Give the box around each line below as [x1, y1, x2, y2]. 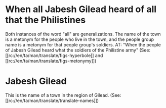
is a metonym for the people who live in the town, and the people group [5, 36, 154, 42]
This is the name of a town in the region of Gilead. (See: [5, 92, 121, 98]
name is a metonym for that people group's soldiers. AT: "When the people [5, 41, 161, 47]
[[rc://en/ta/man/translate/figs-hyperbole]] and [5, 52, 103, 59]
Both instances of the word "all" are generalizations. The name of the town [5, 31, 161, 37]
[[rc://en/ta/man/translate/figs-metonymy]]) [5, 58, 97, 64]
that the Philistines [5, 14, 86, 26]
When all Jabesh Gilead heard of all [5, 4, 157, 15]
